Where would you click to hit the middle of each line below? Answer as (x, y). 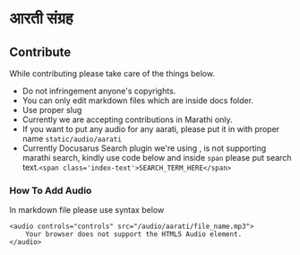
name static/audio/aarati (72, 139)
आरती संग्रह (41, 18)
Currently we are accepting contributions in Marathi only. (127, 119)
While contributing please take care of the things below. (112, 74)
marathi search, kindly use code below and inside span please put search (157, 158)
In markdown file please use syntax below (87, 210)
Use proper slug (52, 110)
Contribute (40, 52)
